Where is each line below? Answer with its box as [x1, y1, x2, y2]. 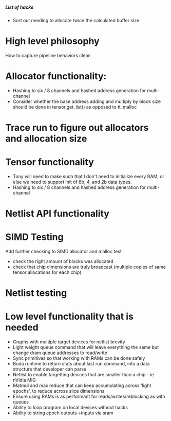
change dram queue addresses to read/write [12, 349, 108, 356]
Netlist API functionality [5, 207, 109, 219]
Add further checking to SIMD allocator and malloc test [5, 248, 122, 254]
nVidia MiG [12, 377, 36, 383]
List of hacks [5, 4, 34, 10]
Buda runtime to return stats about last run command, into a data [12, 361, 150, 366]
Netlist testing [5, 287, 67, 299]
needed [5, 322, 39, 334]
